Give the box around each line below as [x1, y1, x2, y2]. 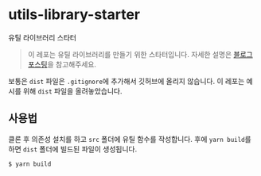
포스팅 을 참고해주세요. [27, 59, 97, 69]
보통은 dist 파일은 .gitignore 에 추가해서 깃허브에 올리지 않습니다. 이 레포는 [8, 76, 245, 86]
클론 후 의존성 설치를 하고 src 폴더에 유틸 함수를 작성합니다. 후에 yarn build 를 [8, 134, 252, 143]
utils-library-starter [8, 6, 141, 24]
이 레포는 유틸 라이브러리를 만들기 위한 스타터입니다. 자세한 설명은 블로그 [27, 49, 253, 59]
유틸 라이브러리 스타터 [8, 33, 77, 42]
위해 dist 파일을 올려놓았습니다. [22, 86, 123, 96]
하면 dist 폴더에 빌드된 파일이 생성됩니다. [8, 144, 138, 154]
